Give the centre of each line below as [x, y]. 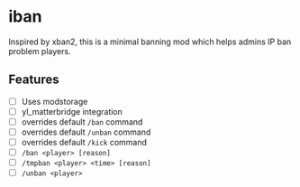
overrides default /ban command [82, 122]
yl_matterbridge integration [72, 111]
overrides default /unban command [86, 132]
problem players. [40, 51]
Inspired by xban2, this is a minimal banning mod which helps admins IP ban [150, 42]
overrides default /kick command [84, 142]
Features [34, 80]
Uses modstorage [55, 101]
